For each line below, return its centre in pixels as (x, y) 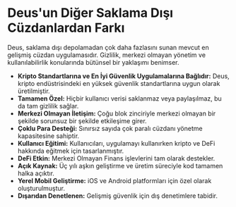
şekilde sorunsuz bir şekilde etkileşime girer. (82, 120)
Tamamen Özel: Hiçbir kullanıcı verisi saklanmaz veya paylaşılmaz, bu (120, 98)
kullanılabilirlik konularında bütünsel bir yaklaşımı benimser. (93, 62)
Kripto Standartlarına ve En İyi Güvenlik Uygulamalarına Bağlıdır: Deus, (123, 76)
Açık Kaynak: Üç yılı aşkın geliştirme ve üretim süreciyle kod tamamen (120, 165)
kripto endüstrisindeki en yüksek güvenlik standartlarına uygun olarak (119, 83)
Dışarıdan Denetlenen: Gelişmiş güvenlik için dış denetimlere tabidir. (117, 196)
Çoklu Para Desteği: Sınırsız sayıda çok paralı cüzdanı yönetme (110, 128)
